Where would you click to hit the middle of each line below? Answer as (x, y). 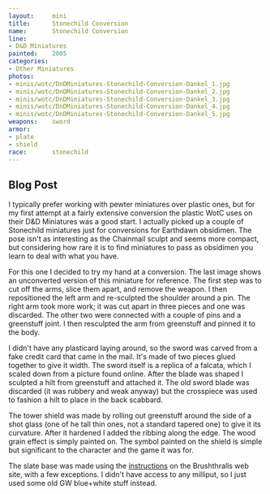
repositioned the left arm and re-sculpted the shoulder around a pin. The (130, 298)
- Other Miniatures (41, 69)
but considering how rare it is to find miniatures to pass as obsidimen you (131, 248)
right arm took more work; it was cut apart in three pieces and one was (127, 306)
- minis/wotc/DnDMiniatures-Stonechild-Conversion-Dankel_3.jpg (119, 99)
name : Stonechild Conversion (69, 31)
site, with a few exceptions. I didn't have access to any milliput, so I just (128, 474)
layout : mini (38, 16)
